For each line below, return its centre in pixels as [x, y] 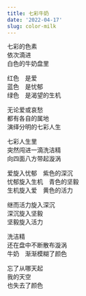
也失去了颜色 [25, 286]
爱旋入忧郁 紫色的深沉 [40, 173]
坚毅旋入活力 [25, 222]
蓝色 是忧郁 [25, 87]
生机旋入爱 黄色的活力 [40, 190]
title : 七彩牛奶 [28, 13]
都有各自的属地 [28, 119]
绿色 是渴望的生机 [34, 95]
